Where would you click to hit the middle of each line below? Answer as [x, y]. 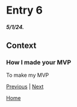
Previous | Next [25, 87]
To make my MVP [28, 75]
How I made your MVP [39, 63]
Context [21, 46]
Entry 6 [25, 10]
